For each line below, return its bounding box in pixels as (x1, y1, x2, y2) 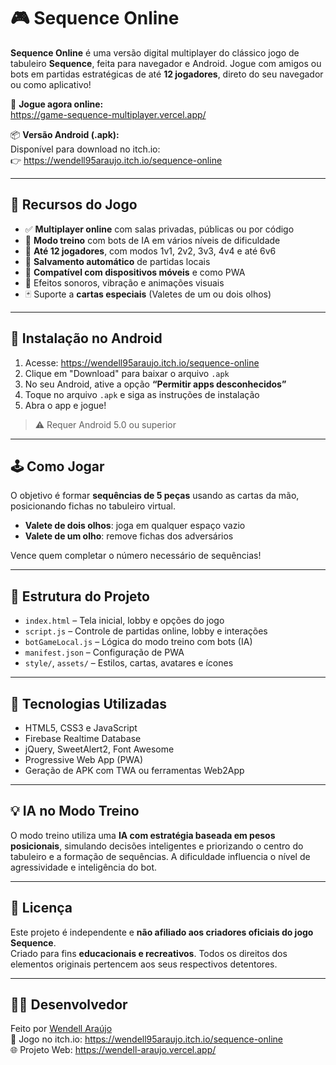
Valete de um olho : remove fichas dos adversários (24, 530, 234, 542)
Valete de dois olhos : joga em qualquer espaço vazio (24, 520, 246, 532)
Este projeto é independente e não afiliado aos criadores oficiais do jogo (10, 926, 314, 938)
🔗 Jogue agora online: (10, 98, 104, 110)
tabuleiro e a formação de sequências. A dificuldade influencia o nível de (10, 850, 311, 862)
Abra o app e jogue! (24, 399, 107, 411)
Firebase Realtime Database (24, 733, 142, 744)
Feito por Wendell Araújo (10, 1023, 113, 1035)
